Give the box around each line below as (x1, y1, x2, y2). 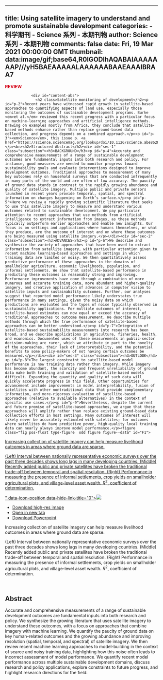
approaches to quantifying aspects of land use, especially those (5, 106, 142, 111)
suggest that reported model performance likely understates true (5, 293, 142, 298)
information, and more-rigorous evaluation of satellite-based (5, 391, 136, 396)
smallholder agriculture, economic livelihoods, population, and (5, 264, 140, 269)
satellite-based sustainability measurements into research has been (5, 328, 149, 332)
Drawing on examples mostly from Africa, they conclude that (5, 123, 131, 128)
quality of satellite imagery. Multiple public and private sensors (5, 187, 147, 192)
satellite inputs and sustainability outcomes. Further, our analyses (5, 289, 151, 294)
